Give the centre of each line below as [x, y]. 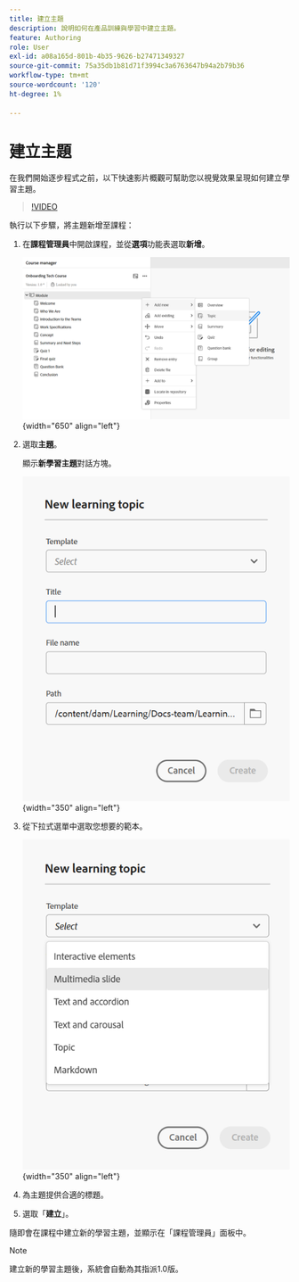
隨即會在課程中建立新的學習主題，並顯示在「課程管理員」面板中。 [130, 1233]
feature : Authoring [45, 37]
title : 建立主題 [36, 19]
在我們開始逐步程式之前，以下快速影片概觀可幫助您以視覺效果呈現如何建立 [145, 178]
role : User [29, 47]
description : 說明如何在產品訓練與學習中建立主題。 [95, 28]
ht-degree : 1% [36, 94]
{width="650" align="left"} [71, 426]
